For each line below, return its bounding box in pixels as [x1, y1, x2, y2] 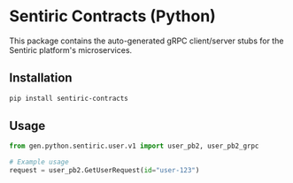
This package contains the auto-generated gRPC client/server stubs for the [9, 35, 284, 46]
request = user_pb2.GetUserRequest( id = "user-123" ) [9, 166, 200, 175]
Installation [9, 71, 73, 86]
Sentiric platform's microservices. [9, 44, 133, 55]
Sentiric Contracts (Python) [9, 6, 217, 27]
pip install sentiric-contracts [9, 94, 128, 103]
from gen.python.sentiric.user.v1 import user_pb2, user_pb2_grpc [9, 141, 259, 151]
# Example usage [9, 157, 69, 167]
